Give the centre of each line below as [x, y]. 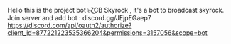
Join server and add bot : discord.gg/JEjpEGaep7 [79, 18]
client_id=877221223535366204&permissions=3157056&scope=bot [107, 33]
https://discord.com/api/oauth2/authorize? [70, 25]
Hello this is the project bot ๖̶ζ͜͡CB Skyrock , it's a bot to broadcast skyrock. [116, 10]
